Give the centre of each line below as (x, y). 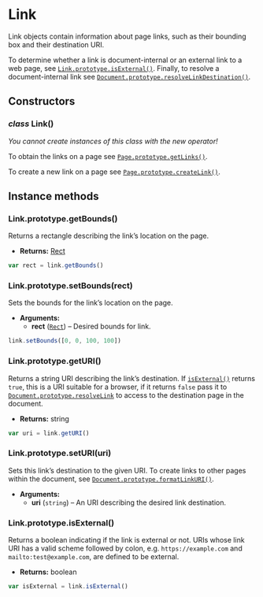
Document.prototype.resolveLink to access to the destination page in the (126, 395)
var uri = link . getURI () (49, 433)
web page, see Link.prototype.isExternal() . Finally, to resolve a (114, 68)
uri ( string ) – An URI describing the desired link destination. (129, 502)
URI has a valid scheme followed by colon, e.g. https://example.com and (125, 548)
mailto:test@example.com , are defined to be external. (94, 557)
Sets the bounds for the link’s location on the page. (91, 303)
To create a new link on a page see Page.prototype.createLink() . (114, 172)
